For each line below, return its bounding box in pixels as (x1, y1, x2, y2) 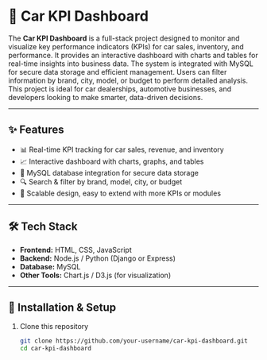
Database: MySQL (19, 261, 81, 271)
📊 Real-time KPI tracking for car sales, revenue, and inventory (19, 145, 224, 154)
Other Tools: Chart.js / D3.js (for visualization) (19, 270, 172, 280)
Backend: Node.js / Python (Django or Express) (19, 254, 176, 263)
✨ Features (8, 123, 64, 137)
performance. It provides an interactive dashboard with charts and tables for (8, 50, 258, 60)
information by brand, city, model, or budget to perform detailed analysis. (8, 75, 249, 85)
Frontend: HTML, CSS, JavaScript (19, 245, 133, 254)
